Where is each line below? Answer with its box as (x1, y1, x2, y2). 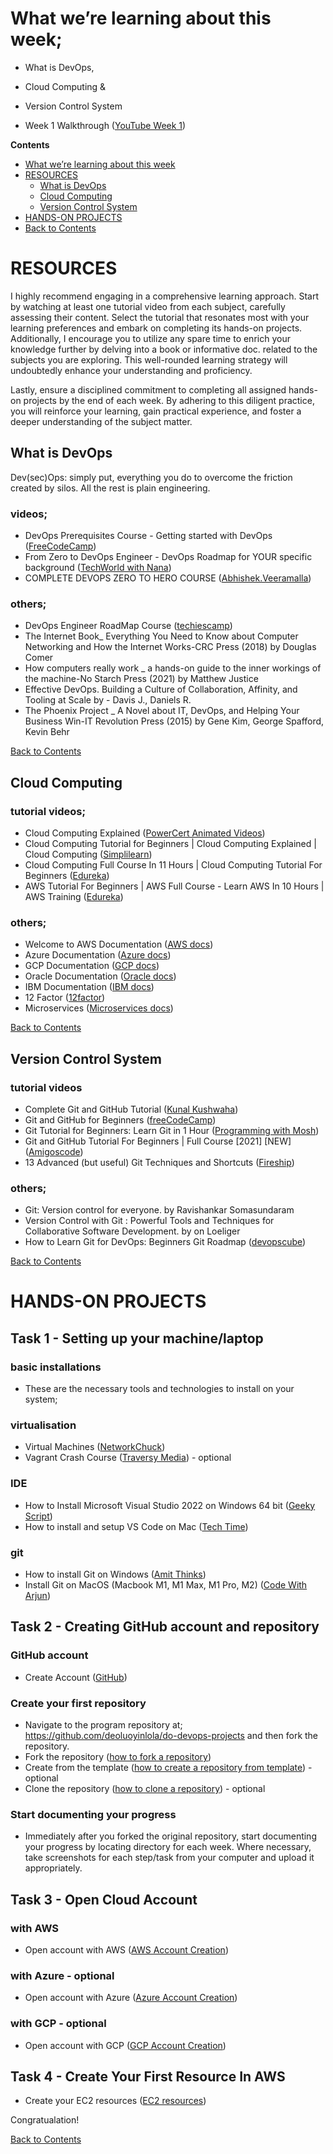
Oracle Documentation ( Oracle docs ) (24, 970, 177, 982)
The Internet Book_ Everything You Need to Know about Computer (24, 630, 299, 642)
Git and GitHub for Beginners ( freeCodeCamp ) (24, 1113, 217, 1126)
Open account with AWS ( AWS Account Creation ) (24, 1943, 229, 1956)
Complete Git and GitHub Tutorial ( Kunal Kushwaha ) (24, 1103, 239, 1115)
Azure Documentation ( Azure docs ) (24, 949, 172, 961)
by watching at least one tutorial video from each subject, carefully (10, 300, 286, 312)
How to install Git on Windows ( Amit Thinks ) (24, 1568, 207, 1581)
